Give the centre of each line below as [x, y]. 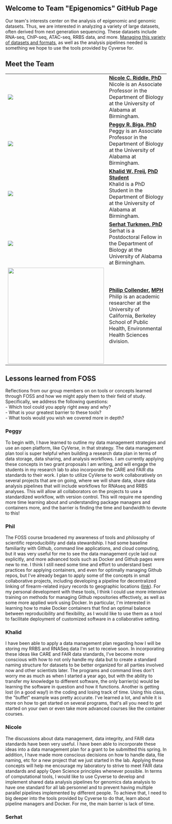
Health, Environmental [136, 328]
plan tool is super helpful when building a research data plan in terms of [81, 453]
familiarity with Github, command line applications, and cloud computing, [82, 548]
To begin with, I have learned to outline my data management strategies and [85, 442]
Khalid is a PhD [127, 184]
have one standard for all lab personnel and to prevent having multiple [79, 787]
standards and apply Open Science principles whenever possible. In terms [84, 771]
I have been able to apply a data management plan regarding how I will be [83, 643]
